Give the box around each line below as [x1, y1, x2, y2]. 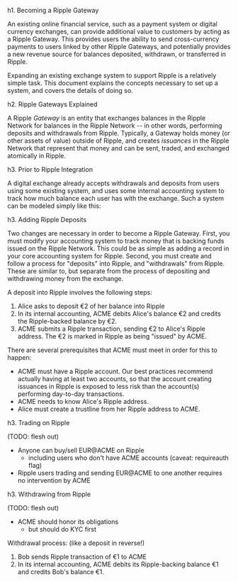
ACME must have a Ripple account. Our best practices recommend [17, 367, 213, 375]
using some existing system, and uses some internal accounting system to [7, 187, 225, 194]
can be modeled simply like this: [7, 202, 101, 210]
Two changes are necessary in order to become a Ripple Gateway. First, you [7, 229, 230, 237]
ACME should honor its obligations [17, 517, 119, 526]
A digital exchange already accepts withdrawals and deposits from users [7, 179, 220, 187]
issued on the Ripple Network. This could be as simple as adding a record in [7, 244, 229, 253]
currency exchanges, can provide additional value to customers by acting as [7, 28, 230, 35]
